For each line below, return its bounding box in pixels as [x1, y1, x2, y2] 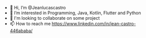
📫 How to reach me [9, 21, 51, 27]
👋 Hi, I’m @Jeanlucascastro [9, 5, 66, 10]
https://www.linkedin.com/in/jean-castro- [51, 21, 136, 27]
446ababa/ [9, 28, 33, 34]
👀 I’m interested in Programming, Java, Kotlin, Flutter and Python [9, 10, 142, 16]
